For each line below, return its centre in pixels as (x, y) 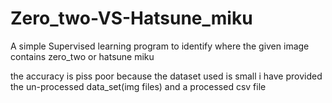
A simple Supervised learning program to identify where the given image (160, 46)
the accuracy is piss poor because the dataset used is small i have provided (166, 76)
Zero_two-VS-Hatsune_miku (131, 18)
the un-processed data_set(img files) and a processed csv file (138, 86)
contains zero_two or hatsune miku (82, 56)
